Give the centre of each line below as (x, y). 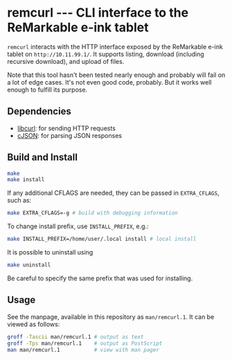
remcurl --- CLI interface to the (98, 13)
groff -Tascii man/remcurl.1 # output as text (75, 337)
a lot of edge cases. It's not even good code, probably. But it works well (109, 82)
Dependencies (39, 111)
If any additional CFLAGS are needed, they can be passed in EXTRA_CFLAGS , (113, 193)
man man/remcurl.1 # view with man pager (83, 350)
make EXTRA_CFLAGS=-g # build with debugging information (92, 213)
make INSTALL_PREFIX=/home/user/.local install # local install (102, 239)
